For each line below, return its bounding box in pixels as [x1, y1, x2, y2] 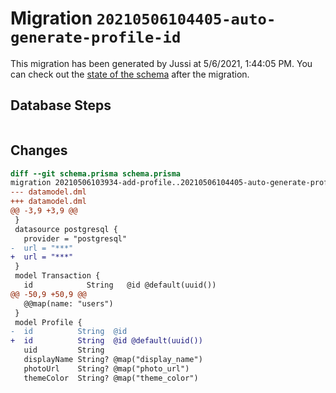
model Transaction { [14, 271, 101, 281]
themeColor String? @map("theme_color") [23, 373, 199, 383]
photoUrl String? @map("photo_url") [23, 363, 190, 374]
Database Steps [10, 97, 112, 114]
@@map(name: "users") [23, 298, 114, 309]
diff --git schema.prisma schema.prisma [10, 168, 182, 179]
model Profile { [14, 317, 83, 327]
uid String [23, 345, 105, 356]
